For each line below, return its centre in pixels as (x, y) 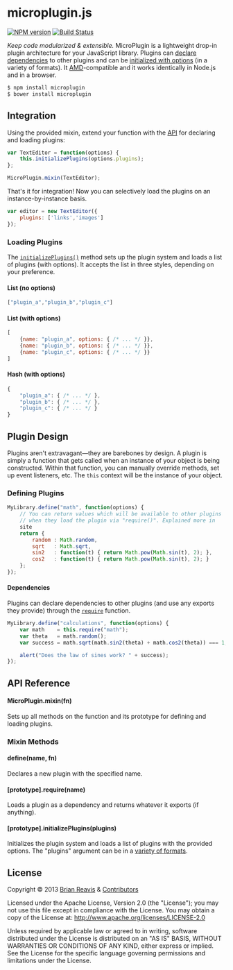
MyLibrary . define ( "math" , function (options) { (76, 508)
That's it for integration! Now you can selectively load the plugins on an (109, 191)
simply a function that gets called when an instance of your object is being (114, 460)
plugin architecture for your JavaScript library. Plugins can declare (102, 53)
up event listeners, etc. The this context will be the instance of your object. (115, 475)
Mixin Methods (33, 742)
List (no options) (31, 288)
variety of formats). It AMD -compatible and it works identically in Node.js (112, 67)
